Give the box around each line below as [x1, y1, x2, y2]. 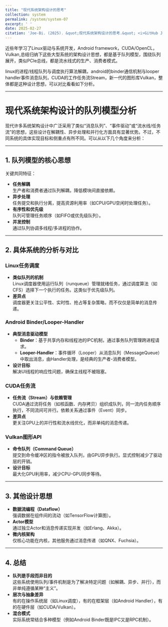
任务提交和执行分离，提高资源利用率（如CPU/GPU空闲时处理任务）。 [12, 199, 153, 206]
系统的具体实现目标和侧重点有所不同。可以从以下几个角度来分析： [9, 135, 145, 141]
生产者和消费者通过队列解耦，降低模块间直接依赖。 [12, 187, 118, 193]
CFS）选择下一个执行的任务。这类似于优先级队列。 [12, 287, 118, 293]
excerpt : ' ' [5, 21, 32, 27]
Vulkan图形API [5, 433, 42, 440]
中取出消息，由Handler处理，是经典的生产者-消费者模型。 [19, 356, 139, 362]
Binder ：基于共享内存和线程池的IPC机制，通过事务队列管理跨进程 [19, 337, 155, 343]
